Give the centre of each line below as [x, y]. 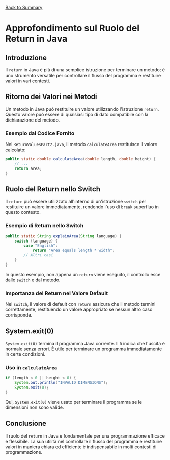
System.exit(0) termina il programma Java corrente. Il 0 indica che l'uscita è [85, 343]
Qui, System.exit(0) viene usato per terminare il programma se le [74, 402]
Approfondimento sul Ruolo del [73, 28]
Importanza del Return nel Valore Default [57, 293]
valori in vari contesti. [28, 81]
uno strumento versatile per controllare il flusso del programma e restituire [83, 75]
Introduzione [26, 57]
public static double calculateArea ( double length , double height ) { [81, 159]
